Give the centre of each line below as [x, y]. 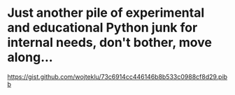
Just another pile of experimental [106, 13]
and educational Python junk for [102, 28]
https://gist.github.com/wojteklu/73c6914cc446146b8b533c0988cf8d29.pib [117, 76]
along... [30, 58]
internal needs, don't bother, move [109, 43]
